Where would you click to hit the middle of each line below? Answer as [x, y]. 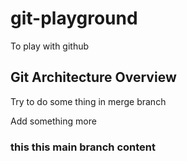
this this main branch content [83, 147]
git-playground [74, 18]
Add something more [53, 121]
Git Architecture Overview [93, 77]
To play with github [50, 46]
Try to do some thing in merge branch [88, 101]
